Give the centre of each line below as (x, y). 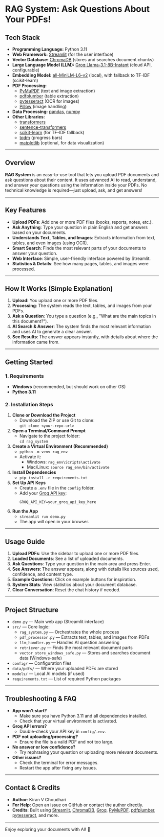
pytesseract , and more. (35, 815)
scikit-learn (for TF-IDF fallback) (52, 132)
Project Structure (32, 610)
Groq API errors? (30, 726)
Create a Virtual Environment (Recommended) (60, 446)
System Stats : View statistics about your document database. (74, 585)
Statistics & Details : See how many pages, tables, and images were (80, 263)
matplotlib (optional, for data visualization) (62, 143)
